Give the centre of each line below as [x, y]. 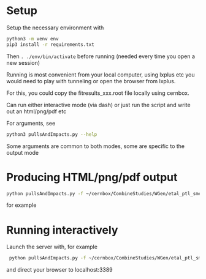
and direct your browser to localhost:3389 [60, 270]
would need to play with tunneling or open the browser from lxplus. [91, 81]
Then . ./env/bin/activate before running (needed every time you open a [101, 56]
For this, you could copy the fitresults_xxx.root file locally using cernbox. [98, 93]
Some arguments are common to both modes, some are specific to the [96, 146]
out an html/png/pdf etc [36, 111]
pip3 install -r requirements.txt [51, 44]
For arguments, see [31, 123]
